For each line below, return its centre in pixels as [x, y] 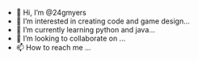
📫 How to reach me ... [53, 47]
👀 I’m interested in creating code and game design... [103, 21]
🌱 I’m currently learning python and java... [86, 30]
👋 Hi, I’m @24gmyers [51, 13]
